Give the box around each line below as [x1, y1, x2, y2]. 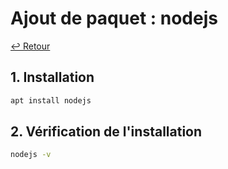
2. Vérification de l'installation [10, 123, 203, 141]
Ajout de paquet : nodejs [10, 7, 218, 30]
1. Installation [10, 69, 95, 86]
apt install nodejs [10, 95, 92, 106]
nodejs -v [10, 150, 52, 160]
